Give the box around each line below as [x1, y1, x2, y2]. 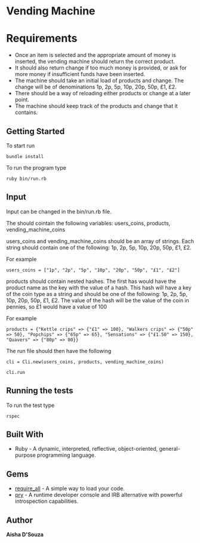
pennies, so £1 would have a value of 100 [6, 303, 107, 310]
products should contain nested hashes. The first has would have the [6, 277, 176, 285]
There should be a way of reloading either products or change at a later [14, 90, 191, 97]
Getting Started [6, 126, 65, 136]
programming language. [36, 451, 97, 459]
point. [14, 96, 30, 103]
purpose [14, 451, 36, 459]
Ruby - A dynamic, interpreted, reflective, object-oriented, [14, 445, 158, 452]
